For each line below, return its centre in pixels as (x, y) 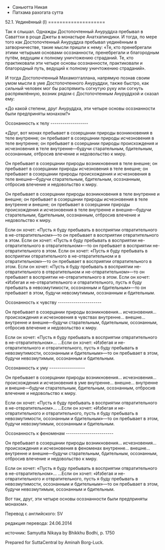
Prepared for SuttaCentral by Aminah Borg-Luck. (55, 542)
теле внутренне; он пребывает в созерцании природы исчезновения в (80, 138)
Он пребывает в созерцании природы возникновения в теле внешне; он (81, 163)
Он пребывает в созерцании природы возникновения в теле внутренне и (82, 194)
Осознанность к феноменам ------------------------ (59, 433)
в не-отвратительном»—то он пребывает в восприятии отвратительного (82, 235)
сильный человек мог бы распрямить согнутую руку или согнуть (74, 88)
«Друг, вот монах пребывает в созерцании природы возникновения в (79, 133)
